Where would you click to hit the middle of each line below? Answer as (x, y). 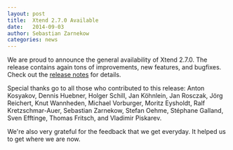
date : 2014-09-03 (36, 27)
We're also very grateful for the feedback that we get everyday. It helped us (116, 132)
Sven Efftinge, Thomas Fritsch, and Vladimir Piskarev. (85, 118)
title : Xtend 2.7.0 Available (53, 20)
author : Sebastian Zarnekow (48, 33)
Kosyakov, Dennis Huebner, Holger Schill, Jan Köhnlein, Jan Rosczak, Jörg (115, 96)
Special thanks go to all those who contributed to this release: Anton (106, 88)
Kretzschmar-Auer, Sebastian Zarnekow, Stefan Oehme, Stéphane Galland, (115, 111)
